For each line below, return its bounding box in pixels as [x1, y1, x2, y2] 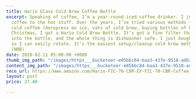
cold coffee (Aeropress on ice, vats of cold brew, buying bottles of [11, 24, 187, 31]
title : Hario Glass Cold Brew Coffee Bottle [6, 8, 116, 15]
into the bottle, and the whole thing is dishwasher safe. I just [11, 36, 176, 41]
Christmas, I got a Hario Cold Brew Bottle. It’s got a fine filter [11, 30, 181, 36]
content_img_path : [6, 62, 51, 69]
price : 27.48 [6, 79, 38, 85]
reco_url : [6, 68, 30, 74]
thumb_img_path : [6, 57, 45, 63]
